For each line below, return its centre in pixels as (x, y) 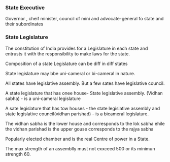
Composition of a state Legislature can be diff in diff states (66, 63)
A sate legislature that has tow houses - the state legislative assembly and (83, 108)
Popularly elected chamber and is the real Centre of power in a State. (77, 139)
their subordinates (24, 24)
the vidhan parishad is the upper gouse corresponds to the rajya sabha (79, 129)
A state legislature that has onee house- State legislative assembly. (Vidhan (84, 93)
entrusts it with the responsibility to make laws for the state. (68, 54)
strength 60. (18, 154)
